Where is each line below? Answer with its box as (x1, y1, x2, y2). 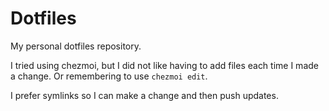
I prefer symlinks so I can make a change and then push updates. (10, 89, 279, 101)
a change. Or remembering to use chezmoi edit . (10, 70, 208, 82)
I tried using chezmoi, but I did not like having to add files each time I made (10, 59, 319, 71)
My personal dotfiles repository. (10, 40, 142, 52)
